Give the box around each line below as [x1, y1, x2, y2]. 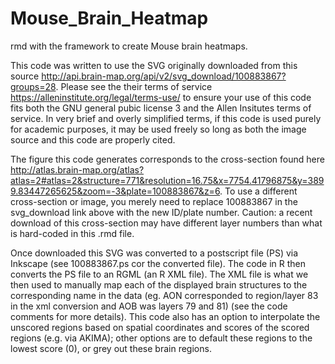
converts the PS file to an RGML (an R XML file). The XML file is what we [10, 268, 309, 280]
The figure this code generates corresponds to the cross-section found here [10, 153, 325, 165]
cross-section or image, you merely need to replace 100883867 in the [10, 195, 298, 207]
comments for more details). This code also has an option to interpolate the [10, 310, 321, 322]
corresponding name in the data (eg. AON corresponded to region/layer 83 [10, 289, 319, 301]
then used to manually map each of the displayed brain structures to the [10, 278, 308, 291]
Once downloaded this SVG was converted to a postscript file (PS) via [10, 247, 299, 259]
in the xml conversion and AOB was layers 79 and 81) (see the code [10, 300, 288, 312]
